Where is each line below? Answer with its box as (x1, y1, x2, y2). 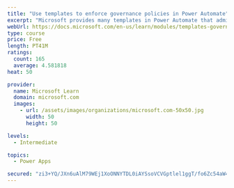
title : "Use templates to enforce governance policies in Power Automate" (7, 10, 229, 17)
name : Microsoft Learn (13, 88, 79, 95)
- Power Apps (13, 158, 52, 165)
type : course (7, 29, 45, 37)
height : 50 (25, 120, 58, 127)
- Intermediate (13, 139, 58, 146)
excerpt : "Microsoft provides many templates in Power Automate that (7, 17, 214, 24)
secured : (7, 171, 33, 178)
